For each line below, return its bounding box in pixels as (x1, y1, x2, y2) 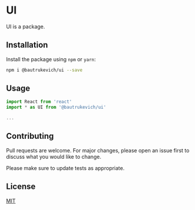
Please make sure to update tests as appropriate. (6, 164, 125, 171)
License (6, 182, 36, 192)
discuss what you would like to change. (6, 153, 102, 160)
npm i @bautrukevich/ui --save (6, 67, 83, 73)
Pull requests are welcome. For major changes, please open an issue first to (6, 146, 190, 154)
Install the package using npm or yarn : (6, 55, 96, 62)
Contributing (6, 131, 54, 141)
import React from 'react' (6, 99, 72, 105)
